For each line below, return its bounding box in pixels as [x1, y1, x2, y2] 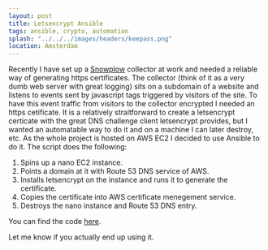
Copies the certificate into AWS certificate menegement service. [19, 192, 236, 202]
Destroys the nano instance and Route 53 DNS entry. [19, 200, 197, 211]
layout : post [8, 11, 53, 20]
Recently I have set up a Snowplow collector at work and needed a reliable [8, 64, 258, 74]
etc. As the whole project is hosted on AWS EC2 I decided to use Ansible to [8, 133, 260, 143]
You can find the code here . [8, 217, 102, 226]
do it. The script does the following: [8, 142, 128, 152]
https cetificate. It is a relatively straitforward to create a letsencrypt [8, 107, 236, 118]
